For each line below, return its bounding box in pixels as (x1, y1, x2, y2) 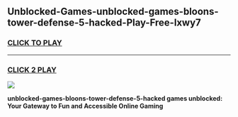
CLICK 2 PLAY (7, 65, 57, 74)
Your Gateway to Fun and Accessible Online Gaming (7, 101, 164, 110)
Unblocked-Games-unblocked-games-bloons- (7, 6, 219, 18)
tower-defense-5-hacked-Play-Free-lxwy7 (7, 17, 202, 29)
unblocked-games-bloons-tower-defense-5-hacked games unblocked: (7, 94, 223, 102)
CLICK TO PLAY (7, 38, 62, 48)
